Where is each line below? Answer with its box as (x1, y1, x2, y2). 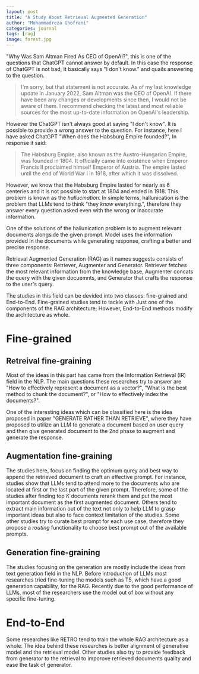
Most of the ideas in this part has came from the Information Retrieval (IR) (6, 372, 186, 379)
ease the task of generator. (6, 661, 72, 668)
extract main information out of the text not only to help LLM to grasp (6, 505, 175, 512)
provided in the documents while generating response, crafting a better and (6, 237, 191, 245)
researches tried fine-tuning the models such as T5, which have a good (6, 576, 181, 583)
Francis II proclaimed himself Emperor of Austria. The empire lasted (20, 163, 186, 171)
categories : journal (6, 25, 58, 32)
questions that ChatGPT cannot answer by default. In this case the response (6, 59, 193, 66)
